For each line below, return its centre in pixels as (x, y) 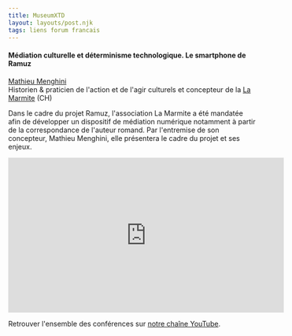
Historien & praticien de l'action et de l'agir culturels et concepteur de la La (129, 89)
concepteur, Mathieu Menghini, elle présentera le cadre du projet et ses (124, 138)
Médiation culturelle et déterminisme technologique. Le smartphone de (127, 55)
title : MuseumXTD (37, 15)
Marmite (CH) (30, 98)
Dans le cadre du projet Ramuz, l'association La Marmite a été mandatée (126, 113)
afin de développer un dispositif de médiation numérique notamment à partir (132, 121)
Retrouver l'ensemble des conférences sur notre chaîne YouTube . (115, 323)
